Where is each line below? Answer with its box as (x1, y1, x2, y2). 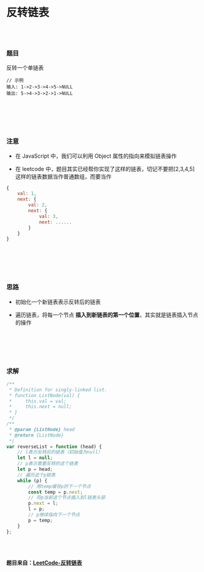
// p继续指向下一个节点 (28, 512, 80, 518)
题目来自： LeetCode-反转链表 (6, 559, 82, 566)
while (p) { (17, 477, 47, 483)
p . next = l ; (28, 501, 59, 507)
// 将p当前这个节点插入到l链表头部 (28, 494, 105, 501)
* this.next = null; (9, 404, 72, 410)
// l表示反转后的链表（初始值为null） (17, 449, 103, 455)
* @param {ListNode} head (9, 426, 75, 433)
